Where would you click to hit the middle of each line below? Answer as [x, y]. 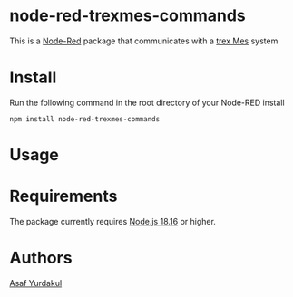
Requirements [63, 196]
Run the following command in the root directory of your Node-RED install [147, 102]
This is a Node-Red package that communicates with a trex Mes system [144, 41]
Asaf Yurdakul [36, 283]
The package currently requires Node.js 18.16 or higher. [112, 221]
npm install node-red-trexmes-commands [85, 119]
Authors [41, 258]
